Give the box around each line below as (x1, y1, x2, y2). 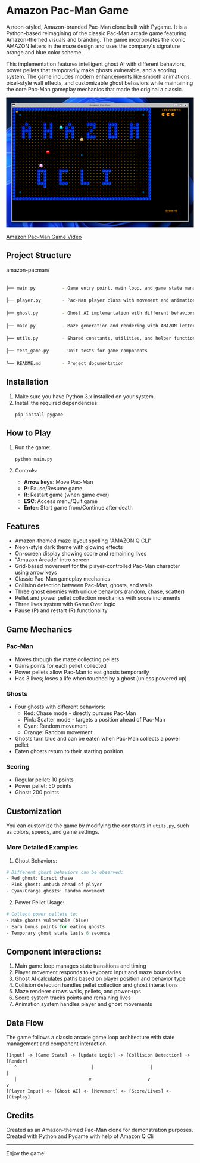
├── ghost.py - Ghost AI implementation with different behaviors (6, 310, 196, 317)
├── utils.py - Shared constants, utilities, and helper (6, 335, 171, 341)
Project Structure (6, 250, 71, 260)
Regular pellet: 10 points (14, 776, 74, 783)
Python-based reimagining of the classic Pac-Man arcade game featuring (6, 29, 187, 36)
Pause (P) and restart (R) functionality (14, 607, 108, 614)
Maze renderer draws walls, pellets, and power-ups (14, 988, 142, 995)
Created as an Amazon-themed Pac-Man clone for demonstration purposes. (6, 1127, 193, 1133)
